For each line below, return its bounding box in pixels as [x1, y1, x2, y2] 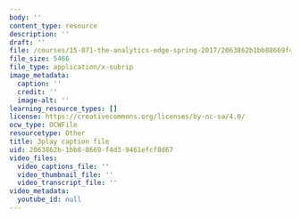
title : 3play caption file [9, 137, 110, 146]
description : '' [9, 29, 70, 38]
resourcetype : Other [9, 129, 87, 138]
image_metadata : [9, 71, 70, 80]
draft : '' [9, 37, 46, 47]
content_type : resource [9, 21, 98, 30]
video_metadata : [9, 187, 70, 196]
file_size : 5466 [9, 54, 70, 63]
